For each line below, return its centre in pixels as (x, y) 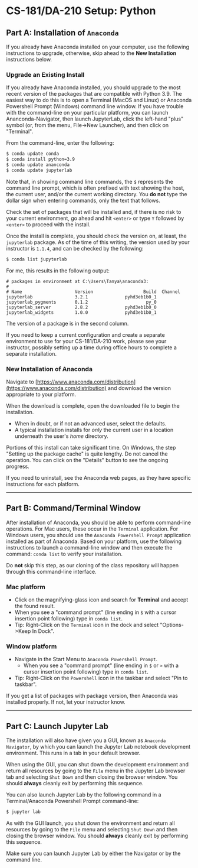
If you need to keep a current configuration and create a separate (85, 334)
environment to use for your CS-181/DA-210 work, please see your (86, 341)
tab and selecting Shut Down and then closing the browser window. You (92, 777)
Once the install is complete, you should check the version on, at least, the (96, 236)
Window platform (32, 646)
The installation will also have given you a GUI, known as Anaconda (86, 740)
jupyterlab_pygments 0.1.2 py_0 (82, 302)
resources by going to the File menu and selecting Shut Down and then (92, 830)
